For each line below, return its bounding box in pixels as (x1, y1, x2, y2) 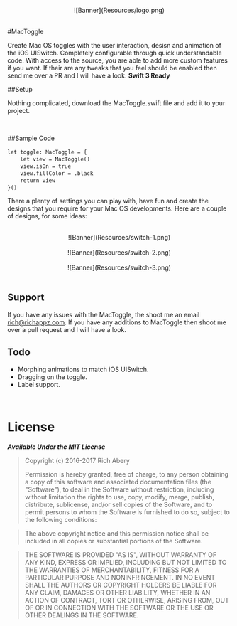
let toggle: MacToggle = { (7, 149, 87, 156)
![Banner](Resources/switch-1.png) (67, 233, 171, 241)
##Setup (7, 85, 33, 93)
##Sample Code (7, 134, 55, 142)
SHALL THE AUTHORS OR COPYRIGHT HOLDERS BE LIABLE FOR (24, 580, 217, 589)
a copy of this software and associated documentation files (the (24, 477, 211, 486)
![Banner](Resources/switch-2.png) (67, 248, 172, 257)
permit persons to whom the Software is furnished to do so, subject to (24, 507, 231, 516)
